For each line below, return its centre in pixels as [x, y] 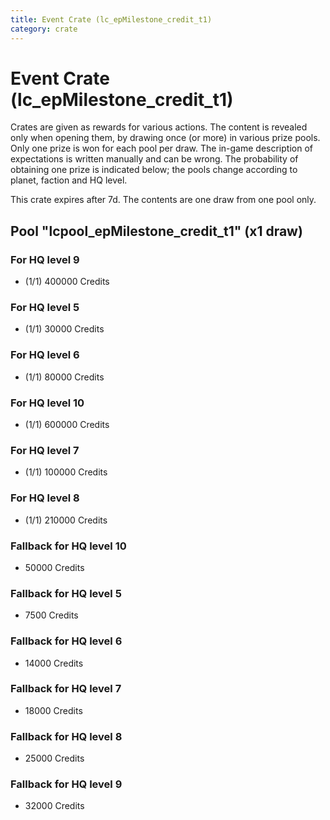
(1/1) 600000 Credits [67, 425]
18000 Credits [53, 710]
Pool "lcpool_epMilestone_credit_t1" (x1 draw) [156, 231]
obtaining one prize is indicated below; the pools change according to [154, 170]
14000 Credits [54, 663]
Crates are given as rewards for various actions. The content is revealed [159, 127]
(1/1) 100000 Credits [66, 472]
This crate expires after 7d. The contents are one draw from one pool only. [163, 200]
